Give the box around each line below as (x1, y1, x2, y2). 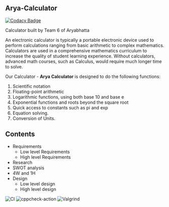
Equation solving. (12, 110, 49, 116)
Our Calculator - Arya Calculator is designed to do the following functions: (5, 73, 161, 80)
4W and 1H (12, 170, 36, 176)
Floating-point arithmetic (12, 88, 65, 95)
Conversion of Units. (12, 115, 55, 121)
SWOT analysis (12, 165, 44, 171)
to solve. (5, 63, 23, 70)
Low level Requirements (20, 149, 70, 155)
